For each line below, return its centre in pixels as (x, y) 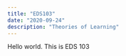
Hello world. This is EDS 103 (49, 47)
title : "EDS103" (31, 14)
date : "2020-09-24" (36, 20)
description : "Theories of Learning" (63, 27)
